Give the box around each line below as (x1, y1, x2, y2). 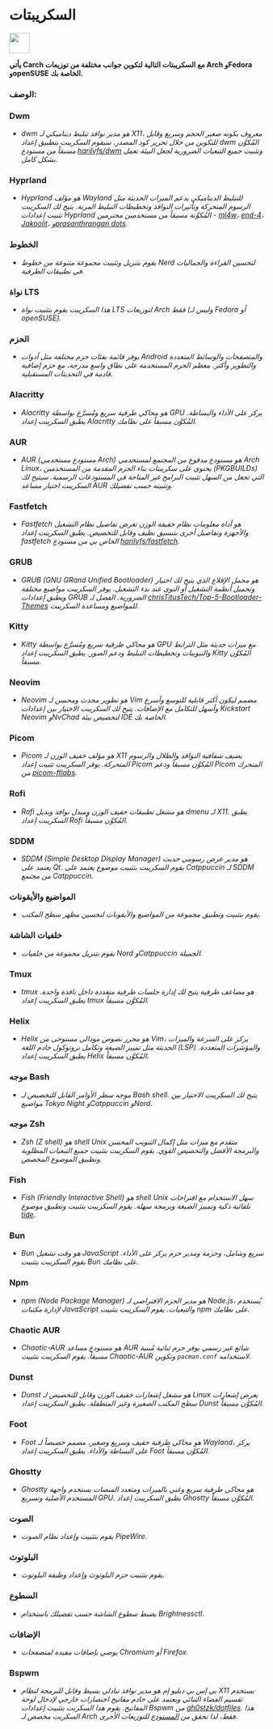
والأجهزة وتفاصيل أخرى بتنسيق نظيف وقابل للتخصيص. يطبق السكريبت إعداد (20, 528, 249, 537)
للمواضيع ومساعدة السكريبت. (49, 600, 140, 610)
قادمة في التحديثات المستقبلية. (20, 369, 114, 379)
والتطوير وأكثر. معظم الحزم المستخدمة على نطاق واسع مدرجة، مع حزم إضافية (20, 360, 257, 370)
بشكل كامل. (20, 155, 58, 164)
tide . (20, 1210, 36, 1219)
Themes (20, 600, 48, 610)
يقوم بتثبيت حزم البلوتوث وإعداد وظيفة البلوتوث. (20, 1570, 166, 1579)
